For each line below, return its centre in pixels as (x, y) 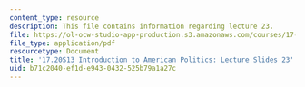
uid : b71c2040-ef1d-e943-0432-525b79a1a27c (93, 69)
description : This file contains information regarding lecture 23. (142, 26)
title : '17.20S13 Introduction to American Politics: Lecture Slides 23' (152, 60)
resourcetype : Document (54, 52)
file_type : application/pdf (63, 43)
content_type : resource (54, 18)
